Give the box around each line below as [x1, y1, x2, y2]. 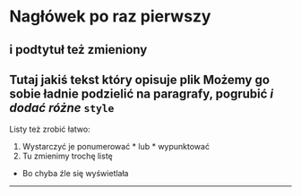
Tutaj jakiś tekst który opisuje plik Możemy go [9, 72, 271, 87]
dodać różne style [9, 100, 115, 115]
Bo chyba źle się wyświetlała [21, 168, 129, 179]
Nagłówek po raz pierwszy [9, 6, 211, 27]
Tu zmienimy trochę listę [21, 150, 114, 162]
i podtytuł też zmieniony [9, 42, 148, 57]
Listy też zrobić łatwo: [9, 124, 91, 135]
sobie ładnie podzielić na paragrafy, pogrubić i [9, 86, 274, 101]
